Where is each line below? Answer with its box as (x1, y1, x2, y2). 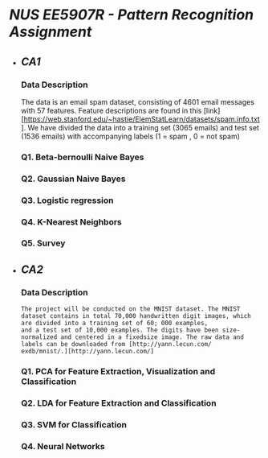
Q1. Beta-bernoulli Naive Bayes (20, 151, 144, 163)
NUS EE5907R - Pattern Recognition (9, 6, 254, 24)
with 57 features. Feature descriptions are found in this (20, 105, 202, 115)
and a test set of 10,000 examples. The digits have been (20, 326, 219, 335)
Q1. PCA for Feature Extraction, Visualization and (20, 366, 216, 378)
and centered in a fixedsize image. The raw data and (60, 333, 244, 341)
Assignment (9, 23, 92, 41)
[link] (203, 105, 221, 115)
